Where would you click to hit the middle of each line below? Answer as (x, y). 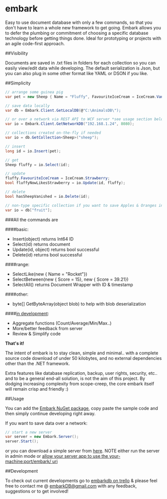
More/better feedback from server (47, 328)
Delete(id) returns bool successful (47, 254)
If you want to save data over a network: (46, 423)
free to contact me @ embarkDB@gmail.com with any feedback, (71, 486)
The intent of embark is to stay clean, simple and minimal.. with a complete (82, 353)
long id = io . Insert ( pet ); (33, 151)
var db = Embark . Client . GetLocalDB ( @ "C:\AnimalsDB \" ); (63, 110)
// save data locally (28, 106)
